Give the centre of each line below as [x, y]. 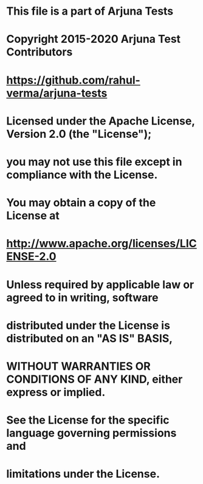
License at [33, 216]
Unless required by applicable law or [100, 284]
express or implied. [56, 392]
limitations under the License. [83, 474]
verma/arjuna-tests [57, 93]
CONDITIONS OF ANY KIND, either [95, 379]
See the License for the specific [88, 420]
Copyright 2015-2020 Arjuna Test [94, 39]
